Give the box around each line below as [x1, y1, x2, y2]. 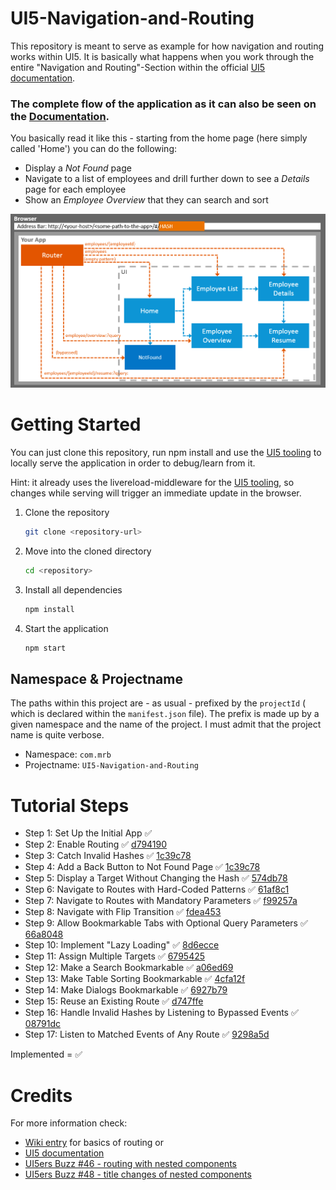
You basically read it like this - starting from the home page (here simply [10, 132, 308, 144]
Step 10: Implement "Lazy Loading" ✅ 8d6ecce [24, 939, 220, 951]
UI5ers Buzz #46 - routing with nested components [24, 1158, 238, 1170]
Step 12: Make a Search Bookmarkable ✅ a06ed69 [24, 962, 234, 974]
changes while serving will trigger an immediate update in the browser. [10, 487, 302, 499]
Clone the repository [24, 507, 110, 519]
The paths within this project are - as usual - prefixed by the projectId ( [10, 697, 307, 709]
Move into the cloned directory [24, 545, 152, 557]
